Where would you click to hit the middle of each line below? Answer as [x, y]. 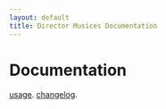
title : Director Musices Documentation [83, 26]
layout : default [39, 17]
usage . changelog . [43, 95]
